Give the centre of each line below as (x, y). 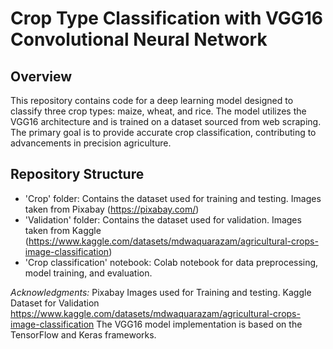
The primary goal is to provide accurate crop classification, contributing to (163, 132)
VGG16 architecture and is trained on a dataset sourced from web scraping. (166, 121)
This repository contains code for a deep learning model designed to (152, 100)
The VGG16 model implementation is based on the (199, 324)
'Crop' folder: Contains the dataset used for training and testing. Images (173, 198)
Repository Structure (77, 174)
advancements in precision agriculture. (91, 143)
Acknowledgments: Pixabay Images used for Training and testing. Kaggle (161, 292)
